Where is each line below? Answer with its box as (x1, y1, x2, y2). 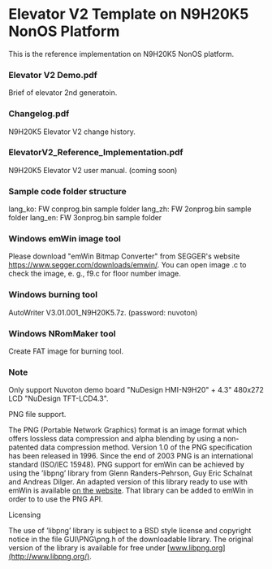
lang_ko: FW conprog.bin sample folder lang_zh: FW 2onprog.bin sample (8, 204, 252, 214)
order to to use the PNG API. (8, 494, 103, 504)
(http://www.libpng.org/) (8, 552, 90, 562)
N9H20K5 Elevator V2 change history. (8, 127, 136, 137)
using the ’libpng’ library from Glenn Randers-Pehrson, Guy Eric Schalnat (8, 468, 253, 478)
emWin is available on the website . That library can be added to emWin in (8, 485, 254, 496)
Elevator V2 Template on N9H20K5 (8, 5, 249, 24)
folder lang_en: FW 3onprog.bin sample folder (8, 213, 162, 223)
